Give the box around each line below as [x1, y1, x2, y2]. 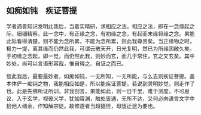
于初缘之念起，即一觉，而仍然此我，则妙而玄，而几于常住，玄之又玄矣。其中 [6, 52, 195, 60]
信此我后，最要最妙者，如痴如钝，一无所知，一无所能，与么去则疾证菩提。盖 [6, 72, 195, 79]
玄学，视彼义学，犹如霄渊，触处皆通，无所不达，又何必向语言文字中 [26, 95, 195, 102]
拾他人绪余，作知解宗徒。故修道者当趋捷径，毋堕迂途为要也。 [6, 102, 159, 109]
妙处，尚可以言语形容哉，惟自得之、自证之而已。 [6, 60, 127, 67]
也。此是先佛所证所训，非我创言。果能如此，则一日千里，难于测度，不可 [6, 87, 184, 94]
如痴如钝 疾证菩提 [6, 5, 77, 16]
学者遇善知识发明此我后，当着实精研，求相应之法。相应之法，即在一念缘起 [6, 23, 190, 30]
